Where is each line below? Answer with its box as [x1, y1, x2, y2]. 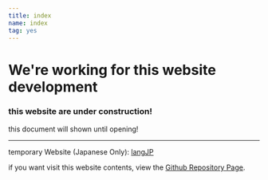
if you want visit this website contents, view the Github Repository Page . [8, 162, 246, 172]
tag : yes [8, 26, 37, 34]
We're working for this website [8, 61, 217, 79]
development [8, 77, 98, 96]
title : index [8, 11, 52, 20]
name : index [8, 19, 48, 27]
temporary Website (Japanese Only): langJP [8, 147, 154, 156]
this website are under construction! [8, 106, 153, 117]
